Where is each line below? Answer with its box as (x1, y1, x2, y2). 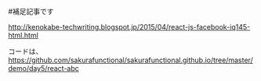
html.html (8, 30, 39, 40)
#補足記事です (8, 7, 54, 16)
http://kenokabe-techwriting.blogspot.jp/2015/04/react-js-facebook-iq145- (8, 23, 251, 31)
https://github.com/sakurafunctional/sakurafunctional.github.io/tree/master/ (8, 55, 253, 65)
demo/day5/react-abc (8, 64, 80, 72)
